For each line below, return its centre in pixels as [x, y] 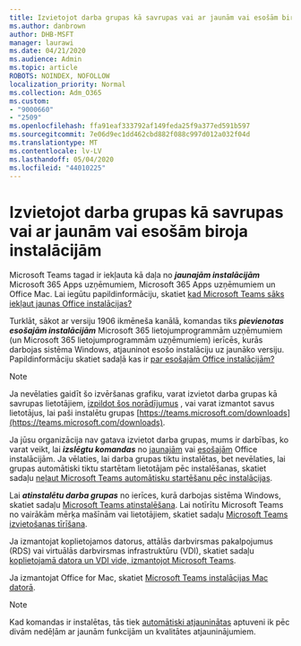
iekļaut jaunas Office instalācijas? [71, 304]
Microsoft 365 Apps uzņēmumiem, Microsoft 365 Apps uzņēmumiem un [142, 284]
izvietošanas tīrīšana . [48, 524]
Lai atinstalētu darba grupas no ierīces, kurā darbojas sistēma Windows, [145, 495]
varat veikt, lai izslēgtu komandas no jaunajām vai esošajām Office [133, 450]
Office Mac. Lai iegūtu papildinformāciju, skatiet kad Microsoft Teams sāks [147, 294]
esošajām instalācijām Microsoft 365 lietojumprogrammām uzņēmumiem [146, 331]
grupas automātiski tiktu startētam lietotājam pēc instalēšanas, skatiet [138, 468]
